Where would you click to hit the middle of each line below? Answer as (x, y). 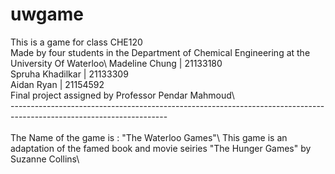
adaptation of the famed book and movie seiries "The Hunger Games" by (161, 148)
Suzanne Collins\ (45, 159)
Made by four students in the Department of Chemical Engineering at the (160, 52)
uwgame (47, 14)
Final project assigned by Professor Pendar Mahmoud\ (122, 95)
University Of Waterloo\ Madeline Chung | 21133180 (116, 63)
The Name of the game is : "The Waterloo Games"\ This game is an (149, 137)
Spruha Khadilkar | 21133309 (69, 74)
